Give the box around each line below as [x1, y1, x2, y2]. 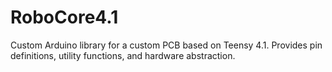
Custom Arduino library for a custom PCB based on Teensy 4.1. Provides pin [10, 39, 323, 51]
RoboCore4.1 [10, 6, 119, 29]
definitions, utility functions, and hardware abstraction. [10, 49, 236, 61]
